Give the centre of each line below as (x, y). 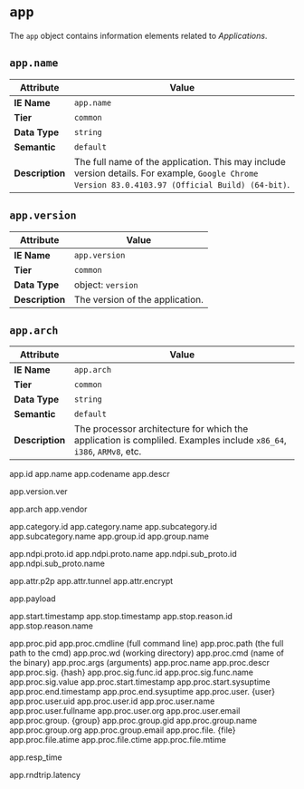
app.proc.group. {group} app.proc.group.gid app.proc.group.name (133, 721)
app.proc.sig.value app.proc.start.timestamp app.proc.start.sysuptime (140, 682)
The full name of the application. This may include (180, 161)
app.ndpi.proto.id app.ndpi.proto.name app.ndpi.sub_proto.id (123, 554)
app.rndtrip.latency (45, 775)
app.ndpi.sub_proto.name (57, 564)
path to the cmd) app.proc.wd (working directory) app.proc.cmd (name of (147, 653)
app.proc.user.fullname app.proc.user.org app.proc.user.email (125, 711)
